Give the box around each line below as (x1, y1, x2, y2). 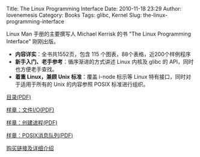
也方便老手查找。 (14, 66, 58, 73)
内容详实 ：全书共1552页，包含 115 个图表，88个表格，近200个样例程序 (14, 51, 191, 58)
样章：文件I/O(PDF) (6, 106, 55, 113)
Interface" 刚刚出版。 (6, 38, 59, 45)
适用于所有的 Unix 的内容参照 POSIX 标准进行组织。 (20, 81, 149, 88)
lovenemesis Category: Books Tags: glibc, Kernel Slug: (6, 11, 142, 19)
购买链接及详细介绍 (6, 144, 54, 152)
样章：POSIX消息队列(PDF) (6, 132, 73, 139)
